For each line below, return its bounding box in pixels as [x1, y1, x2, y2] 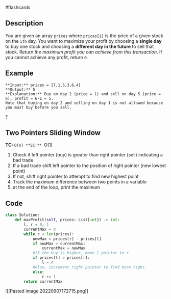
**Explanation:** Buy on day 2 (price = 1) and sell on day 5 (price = [5, 91, 161, 96]
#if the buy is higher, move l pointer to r [32, 251, 129, 256]
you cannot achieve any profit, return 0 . [5, 54, 88, 60]
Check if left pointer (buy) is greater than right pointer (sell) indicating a [12, 152, 163, 158]
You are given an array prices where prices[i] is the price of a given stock [5, 33, 163, 39]
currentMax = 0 [23, 227, 56, 232]
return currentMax [23, 279, 63, 284]
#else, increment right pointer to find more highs [32, 264, 145, 269]
